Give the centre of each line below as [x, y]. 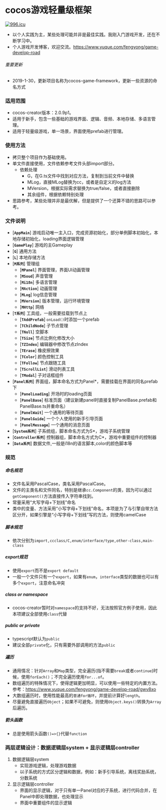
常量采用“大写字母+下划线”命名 [44, 502]
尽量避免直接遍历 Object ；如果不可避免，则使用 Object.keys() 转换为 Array [87, 701]
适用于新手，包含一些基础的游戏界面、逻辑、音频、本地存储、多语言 [82, 119]
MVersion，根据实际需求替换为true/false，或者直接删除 [83, 188]
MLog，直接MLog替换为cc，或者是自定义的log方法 [79, 182]
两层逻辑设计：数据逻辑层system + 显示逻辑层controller [72, 748]
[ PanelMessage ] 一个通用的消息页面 [55, 425]
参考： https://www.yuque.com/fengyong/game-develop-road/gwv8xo [84, 689]
